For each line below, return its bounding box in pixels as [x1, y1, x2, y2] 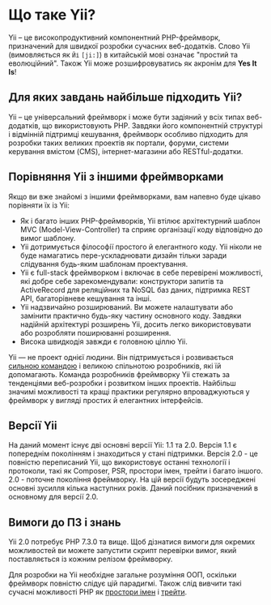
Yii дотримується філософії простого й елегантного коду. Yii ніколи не [19, 242, 262, 251]
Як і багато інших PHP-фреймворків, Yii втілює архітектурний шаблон [19, 216, 260, 225]
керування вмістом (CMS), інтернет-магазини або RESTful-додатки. [8, 146, 243, 156]
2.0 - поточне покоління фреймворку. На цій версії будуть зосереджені [8, 474, 256, 484]
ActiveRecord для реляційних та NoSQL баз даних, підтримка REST [19, 285, 251, 294]
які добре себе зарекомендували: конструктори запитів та [19, 276, 224, 285]
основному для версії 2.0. [8, 492, 99, 502]
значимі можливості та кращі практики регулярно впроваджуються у [8, 387, 250, 397]
